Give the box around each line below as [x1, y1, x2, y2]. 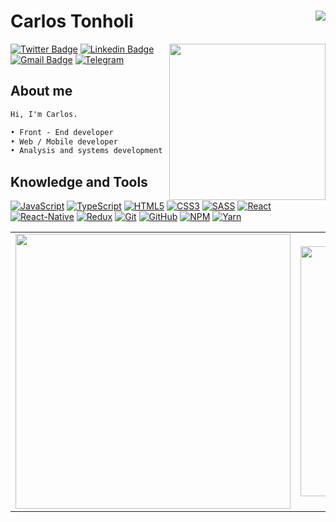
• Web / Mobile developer [10, 136, 118, 147]
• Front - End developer [10, 127, 114, 137]
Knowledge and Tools [10, 173, 148, 190]
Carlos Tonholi [10, 10, 134, 33]
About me [10, 83, 73, 100]
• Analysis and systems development [10, 146, 163, 156]
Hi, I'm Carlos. [10, 109, 78, 119]
